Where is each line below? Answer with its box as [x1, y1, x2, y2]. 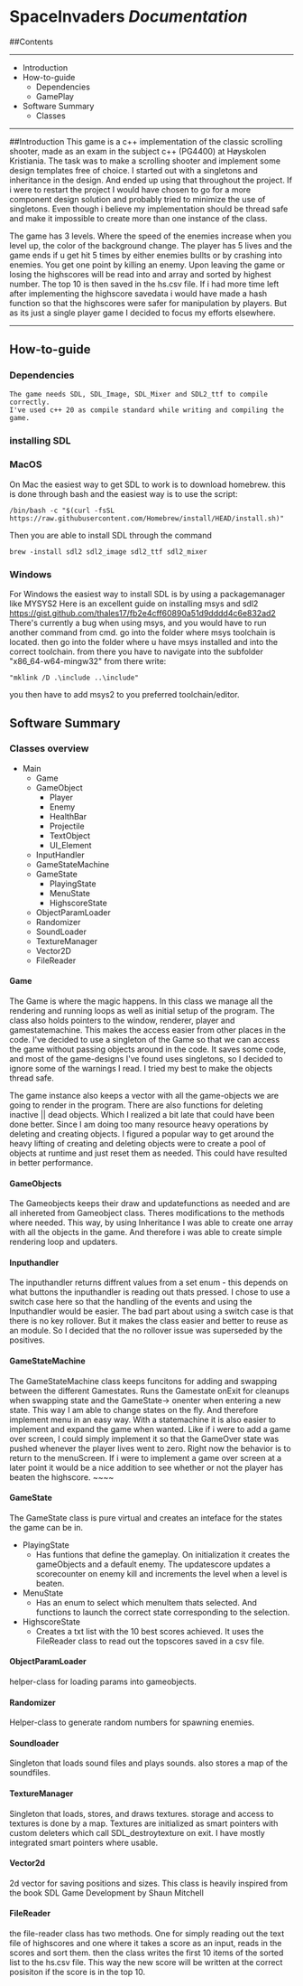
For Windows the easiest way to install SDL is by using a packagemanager [9, 589, 286, 600]
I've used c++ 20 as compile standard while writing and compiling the [9, 405, 284, 415]
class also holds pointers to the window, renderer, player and [9, 1015, 235, 1026]
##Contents [9, 36, 54, 47]
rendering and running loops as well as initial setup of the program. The [9, 1006, 275, 1016]
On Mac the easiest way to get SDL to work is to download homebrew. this [9, 479, 286, 490]
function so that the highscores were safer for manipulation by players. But [9, 297, 287, 308]
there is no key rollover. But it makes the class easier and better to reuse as [9, 1316, 289, 1326]
